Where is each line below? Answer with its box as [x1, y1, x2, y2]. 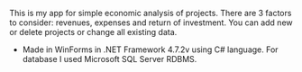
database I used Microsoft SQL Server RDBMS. [22, 54, 197, 64]
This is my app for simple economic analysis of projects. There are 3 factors [9, 8, 292, 18]
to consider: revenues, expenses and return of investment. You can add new [9, 17, 293, 28]
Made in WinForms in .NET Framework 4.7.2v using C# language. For [22, 44, 279, 55]
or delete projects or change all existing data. [9, 27, 178, 37]
